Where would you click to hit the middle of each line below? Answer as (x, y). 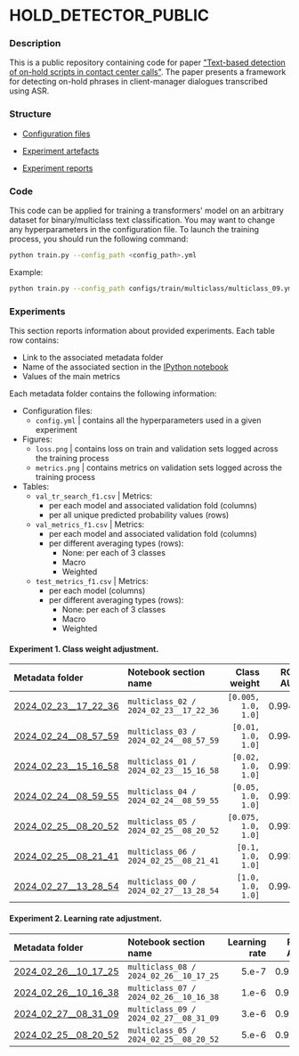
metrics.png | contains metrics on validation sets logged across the (159, 467)
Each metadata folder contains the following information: (113, 394)
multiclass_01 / (162, 762)
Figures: (37, 439)
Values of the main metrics (71, 377)
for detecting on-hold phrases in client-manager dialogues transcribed (139, 82)
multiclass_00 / (162, 882)
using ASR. (29, 91)
